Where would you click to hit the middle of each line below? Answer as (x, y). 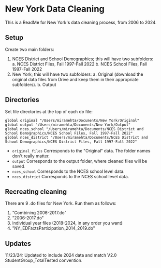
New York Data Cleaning (55, 9)
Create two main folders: (29, 49)
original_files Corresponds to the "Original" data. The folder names (81, 151)
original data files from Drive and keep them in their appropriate (75, 79)
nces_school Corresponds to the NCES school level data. (68, 171)
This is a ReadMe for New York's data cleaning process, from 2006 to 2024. (81, 22)
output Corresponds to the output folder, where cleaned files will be (80, 161)
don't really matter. (31, 156)
